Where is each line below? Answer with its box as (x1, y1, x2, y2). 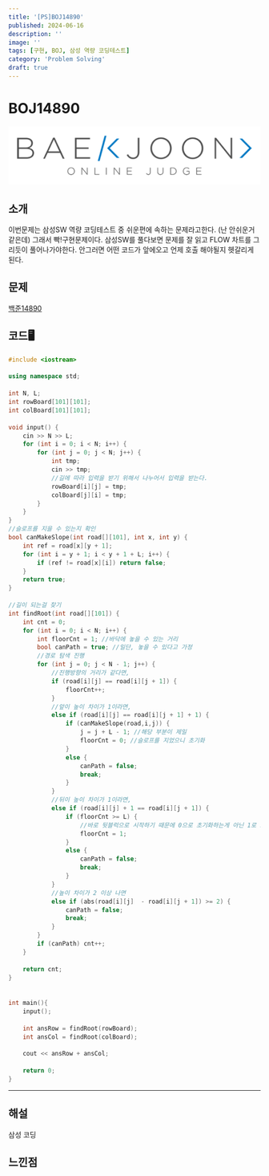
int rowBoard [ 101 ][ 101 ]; (8, 398, 91, 406)
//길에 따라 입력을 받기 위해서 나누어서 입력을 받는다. (50, 474, 208, 482)
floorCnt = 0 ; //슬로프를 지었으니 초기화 (79, 737, 206, 745)
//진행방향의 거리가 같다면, (50, 669, 130, 678)
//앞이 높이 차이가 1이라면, (50, 702, 132, 710)
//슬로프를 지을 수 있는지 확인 (8, 525, 96, 533)
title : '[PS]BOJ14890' (8, 13, 84, 21)
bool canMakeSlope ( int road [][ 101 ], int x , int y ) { (8, 534, 188, 542)
